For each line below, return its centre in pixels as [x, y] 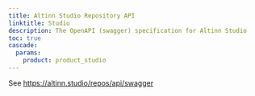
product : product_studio [65, 61]
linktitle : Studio [39, 23]
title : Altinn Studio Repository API [72, 16]
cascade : [23, 46]
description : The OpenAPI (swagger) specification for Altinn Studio [128, 30]
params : [29, 53]
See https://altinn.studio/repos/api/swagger [81, 83]
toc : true [25, 38]
